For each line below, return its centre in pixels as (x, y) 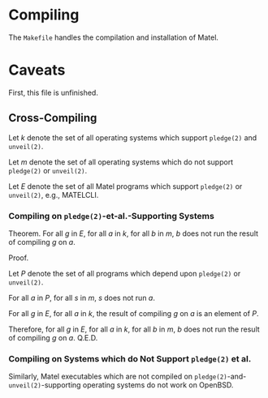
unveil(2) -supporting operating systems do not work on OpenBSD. (121, 385)
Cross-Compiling (53, 118)
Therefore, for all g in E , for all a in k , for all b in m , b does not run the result (134, 329)
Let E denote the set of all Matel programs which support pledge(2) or (125, 186)
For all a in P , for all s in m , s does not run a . (82, 297)
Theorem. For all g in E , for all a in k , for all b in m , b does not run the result (133, 233)
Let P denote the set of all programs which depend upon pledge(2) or (125, 273)
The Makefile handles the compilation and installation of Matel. (114, 37)
